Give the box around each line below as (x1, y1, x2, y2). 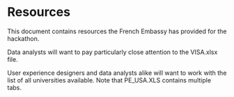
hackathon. (7, 34, 40, 42)
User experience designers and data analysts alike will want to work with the (7, 69, 227, 77)
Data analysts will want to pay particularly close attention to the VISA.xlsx (7, 48, 218, 56)
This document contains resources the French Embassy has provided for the (7, 27, 227, 35)
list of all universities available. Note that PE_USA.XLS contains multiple (7, 76, 211, 84)
